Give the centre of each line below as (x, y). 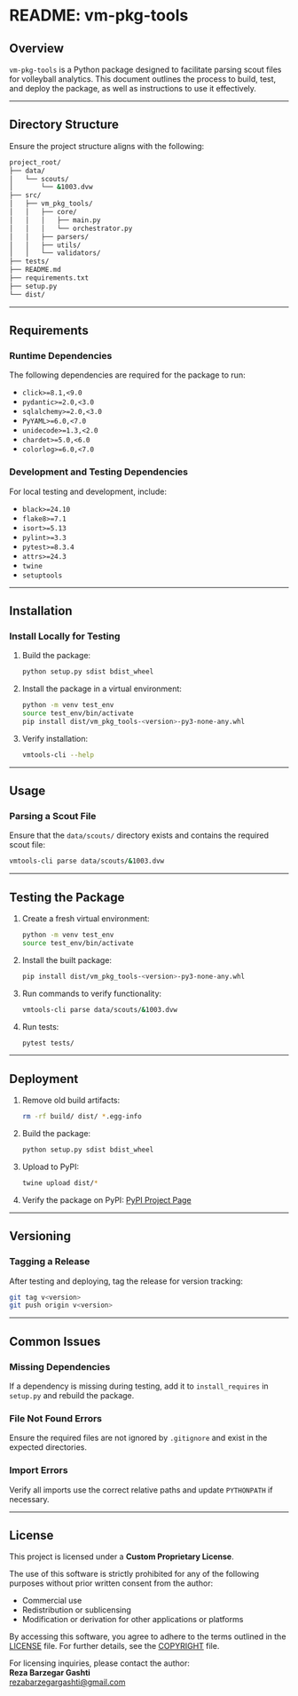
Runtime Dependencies (61, 356)
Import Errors (39, 1470)
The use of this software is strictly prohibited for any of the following (134, 1574)
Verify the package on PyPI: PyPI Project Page (107, 1199)
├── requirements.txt (49, 278)
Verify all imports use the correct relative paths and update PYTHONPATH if (141, 1490)
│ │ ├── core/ (43, 212)
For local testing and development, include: (88, 491)
